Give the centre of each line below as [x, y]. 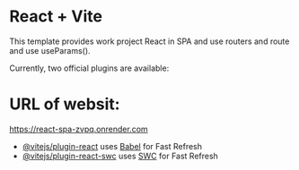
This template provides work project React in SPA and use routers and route [149, 41]
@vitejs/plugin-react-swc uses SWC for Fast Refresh [120, 156]
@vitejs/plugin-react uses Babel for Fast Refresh [112, 146]
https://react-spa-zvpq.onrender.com [79, 129]
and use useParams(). [50, 50]
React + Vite [56, 17]
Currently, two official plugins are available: [89, 68]
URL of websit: [65, 104]
